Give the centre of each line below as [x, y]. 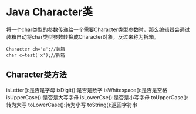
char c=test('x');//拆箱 [36, 55]
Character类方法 [37, 75]
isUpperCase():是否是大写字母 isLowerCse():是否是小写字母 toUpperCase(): [97, 97]
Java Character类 [49, 12]
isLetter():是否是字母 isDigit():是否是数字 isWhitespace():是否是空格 [87, 90]
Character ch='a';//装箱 [36, 49]
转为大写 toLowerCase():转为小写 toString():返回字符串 [72, 105]
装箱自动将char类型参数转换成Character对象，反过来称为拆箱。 [83, 36]
